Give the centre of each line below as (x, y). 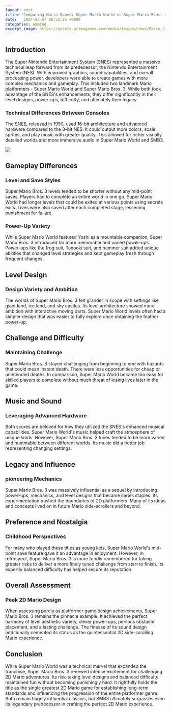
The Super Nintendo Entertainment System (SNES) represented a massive (83, 62)
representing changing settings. (39, 448)
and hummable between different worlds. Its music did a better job (75, 443)
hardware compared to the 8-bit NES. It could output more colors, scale (80, 129)
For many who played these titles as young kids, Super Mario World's (78, 548)
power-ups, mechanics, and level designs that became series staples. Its (82, 495)
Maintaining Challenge (34, 353)
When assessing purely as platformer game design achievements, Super (81, 611)
